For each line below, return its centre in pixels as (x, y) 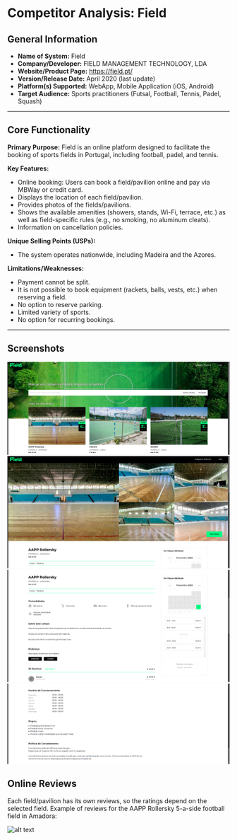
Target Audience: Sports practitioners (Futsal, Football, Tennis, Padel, (119, 94)
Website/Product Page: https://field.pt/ (75, 71)
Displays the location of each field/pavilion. (80, 197)
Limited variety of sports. (54, 312)
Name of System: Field (51, 56)
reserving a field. (42, 297)
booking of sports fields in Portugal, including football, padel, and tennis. (113, 154)
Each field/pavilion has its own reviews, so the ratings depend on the (107, 800)
